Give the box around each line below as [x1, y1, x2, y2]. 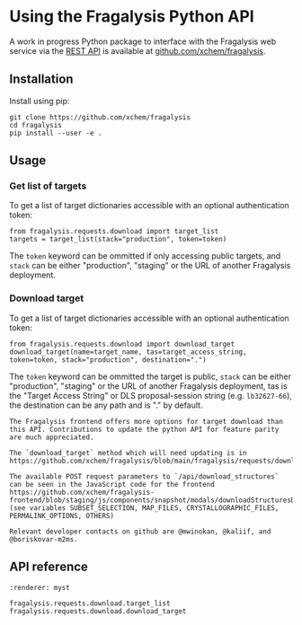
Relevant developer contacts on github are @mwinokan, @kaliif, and [9, 527, 271, 536]
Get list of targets [9, 180, 87, 192]
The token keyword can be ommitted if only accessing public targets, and [9, 251, 281, 261]
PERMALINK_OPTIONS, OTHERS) [9, 511, 115, 520]
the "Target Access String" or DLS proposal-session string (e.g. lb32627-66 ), [9, 390, 292, 401]
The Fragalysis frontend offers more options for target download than [9, 417, 283, 426]
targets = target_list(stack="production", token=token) [9, 235, 227, 244]
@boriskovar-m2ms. [9, 534, 78, 544]
